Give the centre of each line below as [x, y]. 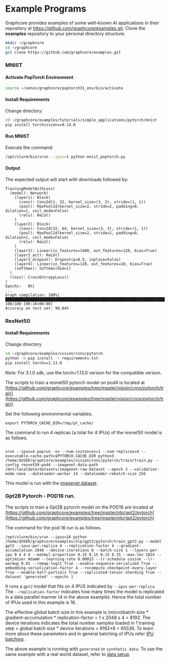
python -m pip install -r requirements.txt [52, 358]
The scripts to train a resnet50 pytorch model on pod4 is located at [75, 382]
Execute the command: [29, 147]
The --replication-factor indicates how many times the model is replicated [85, 591]
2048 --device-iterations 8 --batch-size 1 [81, 550]
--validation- [144, 469]
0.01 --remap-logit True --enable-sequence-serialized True [86, 563]
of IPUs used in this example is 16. [41, 602]
